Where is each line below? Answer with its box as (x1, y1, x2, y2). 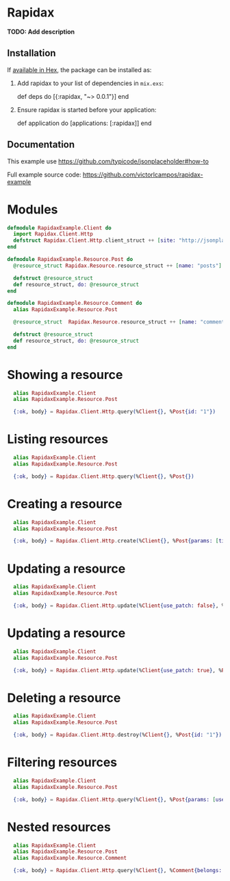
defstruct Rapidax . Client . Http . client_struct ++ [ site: (13, 237, 176, 244)
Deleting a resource (7, 690, 121, 705)
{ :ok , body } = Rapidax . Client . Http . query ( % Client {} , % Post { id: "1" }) (13, 409, 216, 415)
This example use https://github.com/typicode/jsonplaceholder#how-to (7, 157, 209, 165)
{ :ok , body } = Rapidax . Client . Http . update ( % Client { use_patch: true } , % (13, 667, 222, 674)
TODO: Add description (7, 27, 75, 36)
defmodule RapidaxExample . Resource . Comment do (7, 300, 142, 307)
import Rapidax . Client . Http (13, 231, 94, 238)
